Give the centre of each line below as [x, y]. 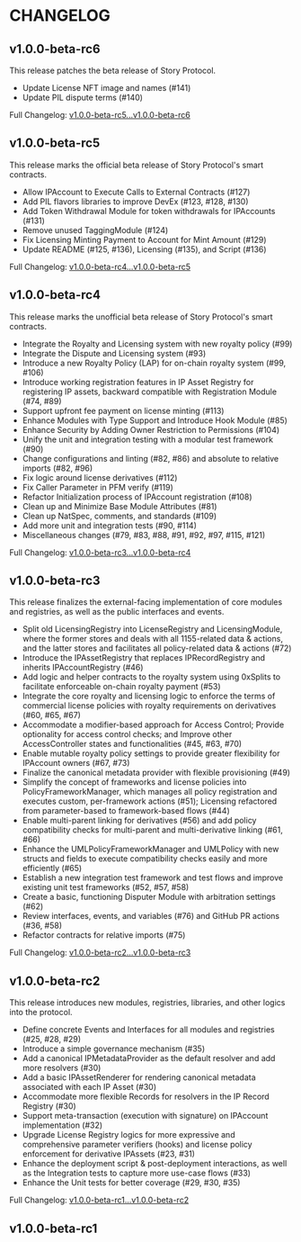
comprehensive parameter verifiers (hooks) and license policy [137, 1145]
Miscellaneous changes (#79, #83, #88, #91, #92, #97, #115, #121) [144, 535]
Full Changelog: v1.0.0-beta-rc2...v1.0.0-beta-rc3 [100, 953]
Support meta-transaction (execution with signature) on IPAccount [145, 1116]
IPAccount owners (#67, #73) [76, 763]
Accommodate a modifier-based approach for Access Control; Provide [153, 724]
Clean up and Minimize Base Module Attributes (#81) [120, 506]
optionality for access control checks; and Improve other [127, 734]
